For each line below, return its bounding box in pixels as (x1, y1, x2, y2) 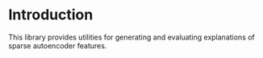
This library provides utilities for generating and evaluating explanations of (8, 32, 256, 42)
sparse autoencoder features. (8, 40, 107, 50)
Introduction (8, 6, 94, 24)
